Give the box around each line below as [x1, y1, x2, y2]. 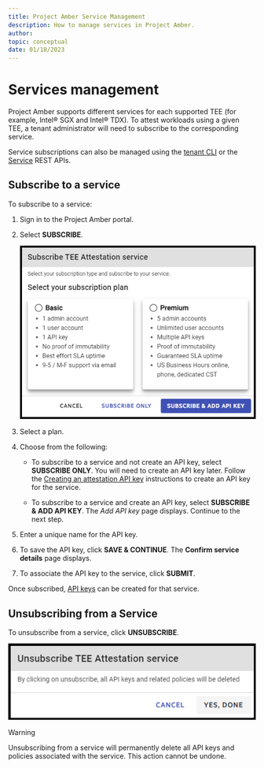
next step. [31, 514, 64, 524]
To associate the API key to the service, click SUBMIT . [19, 569, 196, 578]
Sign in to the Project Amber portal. [19, 214, 134, 224]
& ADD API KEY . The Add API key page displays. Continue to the [31, 506, 241, 516]
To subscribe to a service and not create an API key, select [31, 458, 222, 467]
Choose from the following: [19, 442, 108, 452]
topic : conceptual [8, 38, 68, 46]
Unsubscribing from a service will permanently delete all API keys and [8, 743, 235, 752]
